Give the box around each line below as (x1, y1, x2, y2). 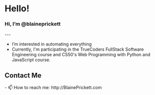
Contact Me (4, 71, 42, 79)
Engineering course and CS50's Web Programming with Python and (11, 52, 151, 58)
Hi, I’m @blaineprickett (4, 21, 61, 28)
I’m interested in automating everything (11, 41, 92, 47)
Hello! (4, 3, 30, 14)
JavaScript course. (11, 57, 51, 63)
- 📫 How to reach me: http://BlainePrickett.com (4, 85, 102, 91)
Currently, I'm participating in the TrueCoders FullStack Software (11, 46, 144, 52)
